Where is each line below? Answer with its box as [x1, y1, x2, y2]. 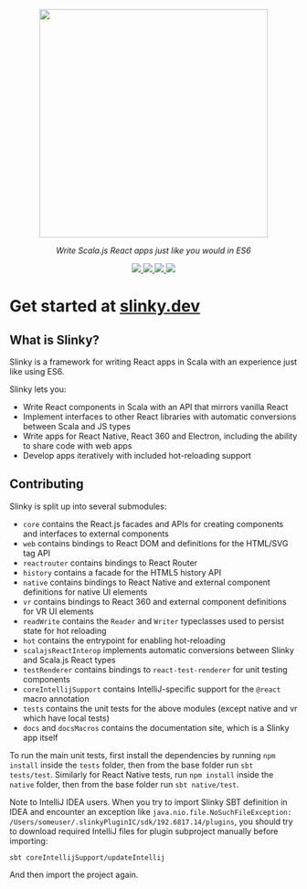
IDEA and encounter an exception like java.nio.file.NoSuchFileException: [9, 806, 292, 817]
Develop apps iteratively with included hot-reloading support [22, 450, 251, 460]
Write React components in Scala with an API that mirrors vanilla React [22, 402, 289, 412]
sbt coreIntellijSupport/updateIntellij [9, 852, 166, 863]
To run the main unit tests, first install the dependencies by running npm [9, 749, 276, 760]
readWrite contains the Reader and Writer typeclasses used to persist [22, 615, 285, 626]
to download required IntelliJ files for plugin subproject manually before [9, 825, 279, 836]
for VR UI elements [22, 606, 94, 617]
